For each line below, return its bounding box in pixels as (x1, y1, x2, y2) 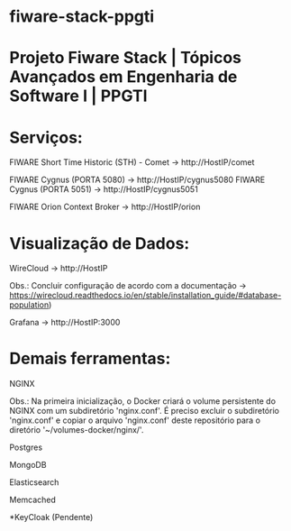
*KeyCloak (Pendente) (9, 512, 94, 523)
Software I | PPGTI (9, 86, 148, 106)
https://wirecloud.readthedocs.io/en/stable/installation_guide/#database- (9, 290, 282, 301)
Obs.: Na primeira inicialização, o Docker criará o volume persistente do (9, 396, 277, 407)
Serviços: (9, 127, 83, 148)
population (9, 299, 50, 310)
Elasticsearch (9, 477, 59, 488)
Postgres (9, 442, 43, 453)
